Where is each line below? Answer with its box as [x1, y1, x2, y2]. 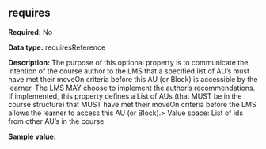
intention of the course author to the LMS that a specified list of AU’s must [8, 66, 250, 76]
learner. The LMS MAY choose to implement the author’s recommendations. [8, 83, 256, 92]
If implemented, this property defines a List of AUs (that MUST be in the [8, 91, 243, 101]
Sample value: [8, 132, 57, 141]
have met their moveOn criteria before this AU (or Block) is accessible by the [8, 74, 258, 84]
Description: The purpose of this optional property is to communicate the [8, 58, 249, 67]
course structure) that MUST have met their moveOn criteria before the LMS [8, 99, 256, 109]
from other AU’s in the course [8, 116, 104, 125]
